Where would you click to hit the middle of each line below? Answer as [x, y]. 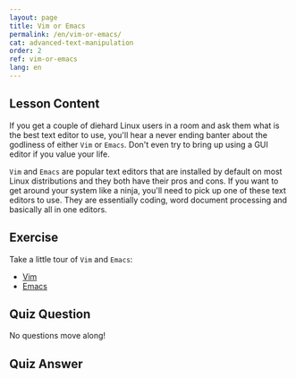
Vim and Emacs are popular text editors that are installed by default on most [146, 171]
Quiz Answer [46, 364]
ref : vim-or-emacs [43, 59]
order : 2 [25, 51]
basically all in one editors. [58, 209]
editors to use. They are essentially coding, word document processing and [148, 200]
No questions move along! [57, 336]
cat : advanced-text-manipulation [72, 43]
